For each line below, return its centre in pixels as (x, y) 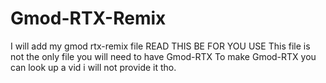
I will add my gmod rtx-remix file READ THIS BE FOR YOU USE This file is (160, 46)
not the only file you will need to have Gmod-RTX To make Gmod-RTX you (163, 56)
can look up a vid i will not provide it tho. (93, 67)
